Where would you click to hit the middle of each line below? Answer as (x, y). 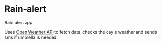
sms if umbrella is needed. (31, 37)
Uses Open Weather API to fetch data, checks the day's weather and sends (81, 32)
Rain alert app (19, 22)
